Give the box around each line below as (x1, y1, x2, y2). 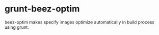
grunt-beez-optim (4, 3, 80, 14)
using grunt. (4, 24, 29, 30)
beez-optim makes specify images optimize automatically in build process (4, 19, 155, 25)
